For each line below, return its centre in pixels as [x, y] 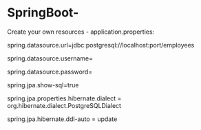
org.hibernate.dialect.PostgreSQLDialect [64, 105]
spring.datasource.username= [50, 58]
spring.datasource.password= [50, 72]
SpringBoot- [43, 13]
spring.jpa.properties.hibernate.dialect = [64, 98]
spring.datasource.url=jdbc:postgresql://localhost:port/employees [101, 45]
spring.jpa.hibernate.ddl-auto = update [62, 119]
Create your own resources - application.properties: [81, 32]
